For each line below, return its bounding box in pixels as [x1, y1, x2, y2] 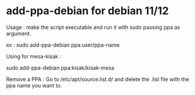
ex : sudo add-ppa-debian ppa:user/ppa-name [6, 41, 120, 48]
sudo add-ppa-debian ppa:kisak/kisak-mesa [6, 64, 115, 71]
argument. [6, 30, 31, 37]
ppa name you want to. [6, 81, 62, 89]
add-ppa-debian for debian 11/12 [6, 4, 169, 18]
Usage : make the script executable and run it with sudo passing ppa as [6, 24, 180, 31]
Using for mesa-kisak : [6, 53, 61, 60]
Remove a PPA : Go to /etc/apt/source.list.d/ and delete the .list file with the [6, 76, 190, 83]
